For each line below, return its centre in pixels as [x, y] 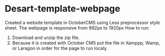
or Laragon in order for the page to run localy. [60, 48]
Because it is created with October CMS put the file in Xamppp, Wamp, [86, 42]
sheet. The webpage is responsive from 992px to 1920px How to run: [77, 27]
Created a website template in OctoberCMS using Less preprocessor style [82, 22]
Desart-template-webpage [62, 9]
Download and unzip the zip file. [46, 37]
